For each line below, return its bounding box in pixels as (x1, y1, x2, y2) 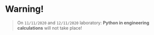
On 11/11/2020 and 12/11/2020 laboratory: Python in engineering (17, 20, 150, 26)
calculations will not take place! (17, 25, 82, 31)
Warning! (5, 3, 44, 15)
